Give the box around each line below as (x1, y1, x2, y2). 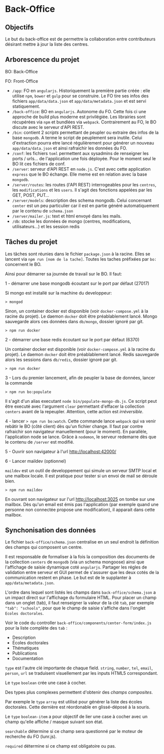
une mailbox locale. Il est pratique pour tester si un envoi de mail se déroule (5, 473, 158, 479)
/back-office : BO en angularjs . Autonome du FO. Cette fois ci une (12, 108, 146, 114)
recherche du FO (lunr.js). (5, 734, 57, 740)
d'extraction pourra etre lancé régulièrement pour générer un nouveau (12, 140, 154, 146)
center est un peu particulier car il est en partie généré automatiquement (12, 203, 159, 209)
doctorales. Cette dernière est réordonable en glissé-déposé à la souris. (5, 704, 150, 710)
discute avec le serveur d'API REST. (12, 124, 84, 130)
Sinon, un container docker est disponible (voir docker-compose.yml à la (5, 308, 148, 314)
